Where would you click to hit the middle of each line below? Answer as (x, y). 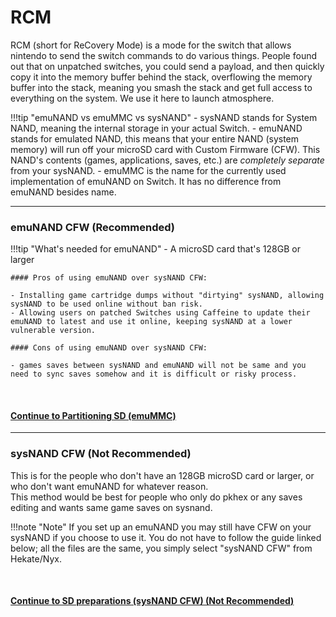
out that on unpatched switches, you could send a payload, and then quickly (167, 66)
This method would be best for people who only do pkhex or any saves (156, 497)
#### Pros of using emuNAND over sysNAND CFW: (109, 278)
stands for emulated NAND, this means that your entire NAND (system (155, 138)
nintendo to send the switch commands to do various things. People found (164, 55)
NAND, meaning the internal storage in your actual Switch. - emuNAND (156, 128)
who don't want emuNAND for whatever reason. (109, 486)
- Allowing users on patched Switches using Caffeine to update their (160, 313)
